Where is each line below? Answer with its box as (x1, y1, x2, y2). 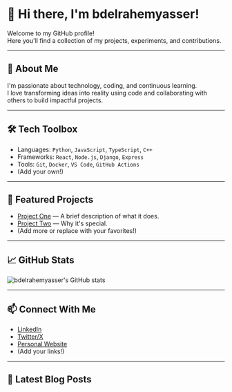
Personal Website (17, 340, 68, 348)
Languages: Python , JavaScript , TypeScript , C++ (17, 145, 153, 153)
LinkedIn (17, 325, 42, 333)
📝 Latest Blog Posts (7, 373, 92, 386)
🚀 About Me (7, 63, 59, 75)
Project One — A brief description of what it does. (17, 212, 159, 221)
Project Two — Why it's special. (17, 219, 108, 227)
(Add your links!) (17, 347, 65, 355)
